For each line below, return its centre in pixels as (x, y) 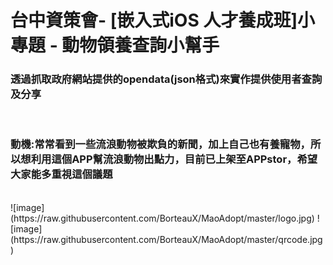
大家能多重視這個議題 (61, 174)
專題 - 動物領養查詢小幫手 (115, 45)
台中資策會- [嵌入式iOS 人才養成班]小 (162, 20)
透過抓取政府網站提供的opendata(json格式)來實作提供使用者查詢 (166, 79)
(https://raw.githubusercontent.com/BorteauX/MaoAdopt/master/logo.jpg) (162, 218)
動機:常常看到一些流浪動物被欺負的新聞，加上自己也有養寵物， (160, 144)
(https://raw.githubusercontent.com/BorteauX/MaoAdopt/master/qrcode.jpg (166, 239)
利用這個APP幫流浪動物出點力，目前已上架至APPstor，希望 (174, 159)
